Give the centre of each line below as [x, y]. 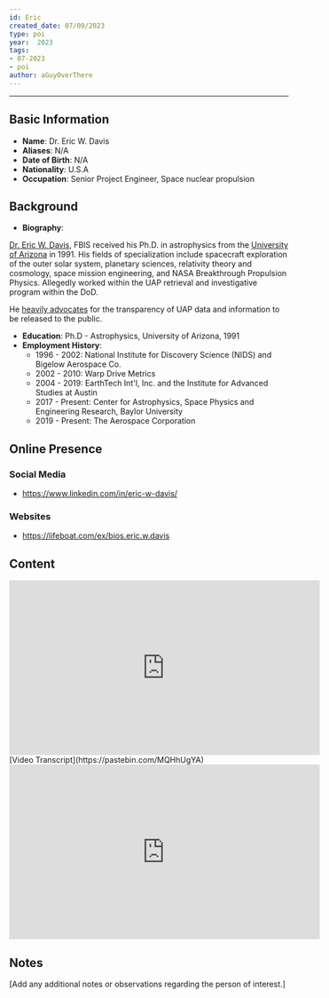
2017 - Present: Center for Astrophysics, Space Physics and [145, 402]
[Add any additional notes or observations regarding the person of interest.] [148, 984]
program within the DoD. [54, 292]
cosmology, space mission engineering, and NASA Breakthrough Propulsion [148, 273]
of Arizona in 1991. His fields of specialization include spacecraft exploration [149, 255]
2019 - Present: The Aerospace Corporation [115, 421]
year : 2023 [31, 42]
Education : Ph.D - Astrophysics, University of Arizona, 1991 [131, 336]
